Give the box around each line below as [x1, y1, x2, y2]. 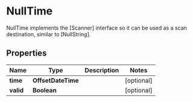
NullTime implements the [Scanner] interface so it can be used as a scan [6, 24, 187, 31]
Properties [6, 48, 47, 59]
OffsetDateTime [32, 76, 80, 84]
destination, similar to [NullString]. [6, 30, 91, 37]
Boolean [32, 86, 57, 94]
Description [84, 66, 119, 74]
